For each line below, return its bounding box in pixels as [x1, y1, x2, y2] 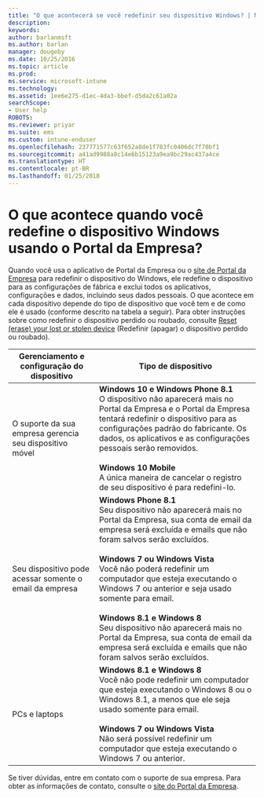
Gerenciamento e [18, 350, 85, 361]
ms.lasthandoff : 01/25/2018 [8, 172, 101, 181]
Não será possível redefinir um [98, 733, 212, 744]
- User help [8, 107, 47, 115]
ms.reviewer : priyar [8, 121, 76, 129]
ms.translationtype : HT [8, 158, 86, 166]
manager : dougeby [8, 48, 65, 56]
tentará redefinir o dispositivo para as [98, 413, 237, 424]
